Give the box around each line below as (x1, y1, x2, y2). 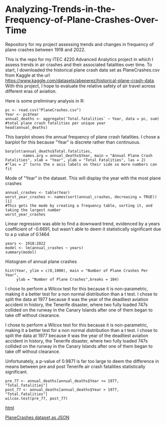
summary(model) (5, 249, 37, 254)
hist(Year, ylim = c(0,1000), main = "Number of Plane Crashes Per (5, 268, 149, 273)
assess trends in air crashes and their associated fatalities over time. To (5, 61, 152, 67)
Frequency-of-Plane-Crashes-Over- (5, 14, 159, 25)
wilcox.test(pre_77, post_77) (5, 396, 68, 401)
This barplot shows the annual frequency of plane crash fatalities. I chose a (5, 133, 160, 139)
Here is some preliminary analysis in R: (5, 97, 85, 103)
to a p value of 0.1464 (5, 231, 50, 237)
